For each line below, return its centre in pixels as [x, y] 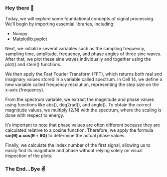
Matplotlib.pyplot [30, 39]
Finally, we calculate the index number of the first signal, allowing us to [78, 145]
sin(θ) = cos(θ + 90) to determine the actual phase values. [66, 136]
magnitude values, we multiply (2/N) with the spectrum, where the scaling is [83, 110]
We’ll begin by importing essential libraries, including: [60, 24]
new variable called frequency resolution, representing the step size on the [82, 85]
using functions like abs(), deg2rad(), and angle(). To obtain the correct [78, 105]
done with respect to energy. [35, 115]
